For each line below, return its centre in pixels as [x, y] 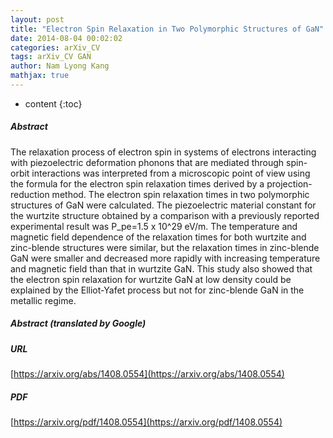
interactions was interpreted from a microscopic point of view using [171, 173]
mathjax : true [40, 76]
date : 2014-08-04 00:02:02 [66, 38]
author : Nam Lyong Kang [60, 66]
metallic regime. [43, 300]
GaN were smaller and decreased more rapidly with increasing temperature [165, 258]
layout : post [37, 19]
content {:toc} [53, 103]
